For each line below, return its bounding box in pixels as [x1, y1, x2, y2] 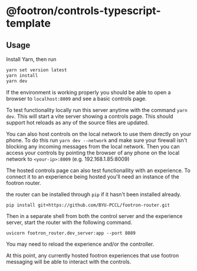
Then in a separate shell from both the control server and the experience [6, 212, 183, 219]
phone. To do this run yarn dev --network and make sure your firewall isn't [6, 137, 188, 144]
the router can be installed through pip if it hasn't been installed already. [6, 190, 182, 198]
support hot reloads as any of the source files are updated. [6, 119, 149, 126]
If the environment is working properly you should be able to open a [6, 88, 171, 95]
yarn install [6, 72, 38, 78]
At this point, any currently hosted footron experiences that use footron [6, 252, 179, 259]
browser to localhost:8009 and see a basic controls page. [6, 95, 147, 102]
